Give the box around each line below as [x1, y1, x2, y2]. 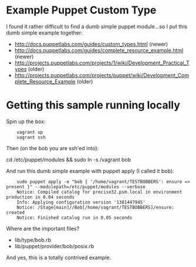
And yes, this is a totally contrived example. [6, 254, 111, 261]
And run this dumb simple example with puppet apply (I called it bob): [6, 167, 174, 174]
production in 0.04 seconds [6, 194, 75, 200]
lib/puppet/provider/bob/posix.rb [14, 242, 94, 249]
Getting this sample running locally [6, 99, 181, 112]
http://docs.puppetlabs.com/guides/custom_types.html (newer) [14, 40, 168, 48]
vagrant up [16, 129, 43, 135]
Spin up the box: [6, 118, 46, 125]
